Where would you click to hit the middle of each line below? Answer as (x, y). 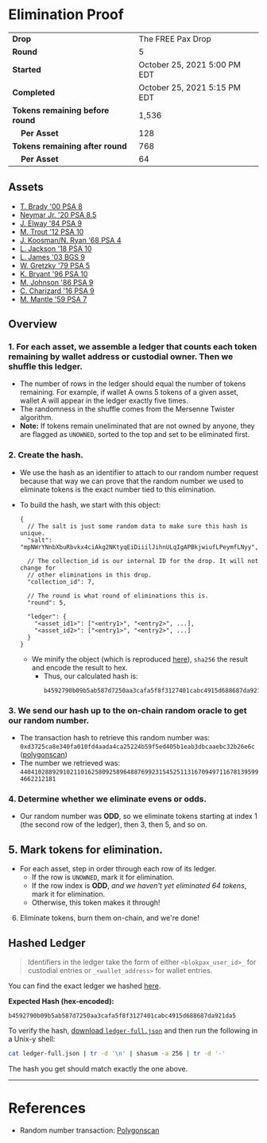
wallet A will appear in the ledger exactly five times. (104, 401)
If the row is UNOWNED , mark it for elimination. (103, 877)
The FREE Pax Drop (175, 39)
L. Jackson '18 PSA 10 (56, 249)
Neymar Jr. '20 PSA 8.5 (58, 214)
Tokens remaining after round (70, 146)
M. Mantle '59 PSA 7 (53, 299)
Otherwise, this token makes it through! (96, 902)
